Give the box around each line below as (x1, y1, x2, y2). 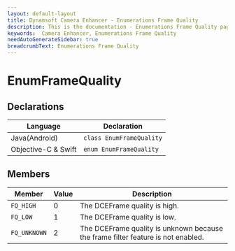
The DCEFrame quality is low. (79, 212, 176, 222)
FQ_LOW (10, 213, 33, 221)
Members (7, 168, 50, 180)
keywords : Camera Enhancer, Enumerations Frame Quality (7, 29, 177, 37)
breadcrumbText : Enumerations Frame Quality (7, 43, 139, 50)
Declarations (7, 101, 64, 113)
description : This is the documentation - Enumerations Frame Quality (7, 23, 218, 30)
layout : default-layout (7, 10, 77, 17)
